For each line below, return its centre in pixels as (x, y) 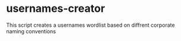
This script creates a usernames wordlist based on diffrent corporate (90, 25)
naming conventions (31, 31)
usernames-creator (56, 9)
